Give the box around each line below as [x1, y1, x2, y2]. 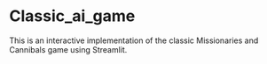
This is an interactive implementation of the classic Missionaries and [9, 35, 259, 46]
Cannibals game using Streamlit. [9, 44, 128, 54]
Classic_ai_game [9, 6, 136, 26]
